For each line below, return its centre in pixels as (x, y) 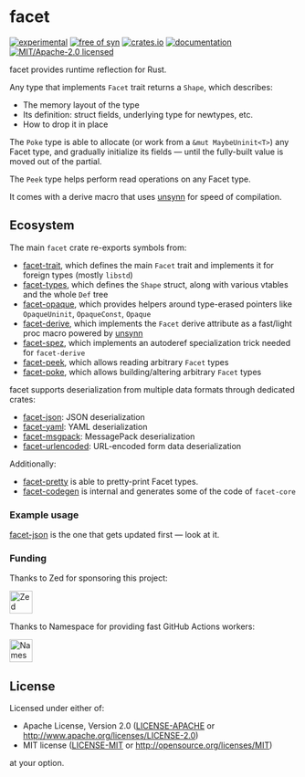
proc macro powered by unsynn (83, 333)
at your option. (37, 763)
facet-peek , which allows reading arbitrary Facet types (126, 362)
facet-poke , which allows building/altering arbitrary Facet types (142, 372)
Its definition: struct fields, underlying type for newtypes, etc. (138, 114)
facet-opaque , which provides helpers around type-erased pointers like (157, 304)
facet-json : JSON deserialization (84, 416)
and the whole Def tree (65, 294)
